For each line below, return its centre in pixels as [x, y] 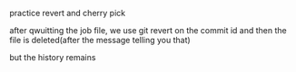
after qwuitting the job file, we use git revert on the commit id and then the [148, 30]
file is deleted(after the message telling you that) [100, 40]
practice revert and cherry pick [67, 13]
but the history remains [53, 57]
